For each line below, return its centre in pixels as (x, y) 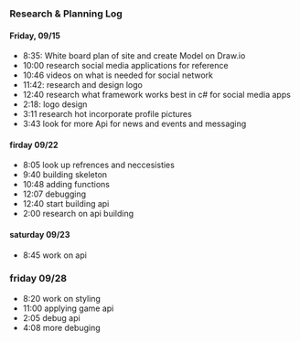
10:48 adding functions (66, 185)
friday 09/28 (38, 279)
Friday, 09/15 (35, 36)
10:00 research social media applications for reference (125, 66)
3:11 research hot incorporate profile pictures (107, 114)
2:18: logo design (55, 104)
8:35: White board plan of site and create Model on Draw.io (134, 56)
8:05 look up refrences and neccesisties (99, 165)
